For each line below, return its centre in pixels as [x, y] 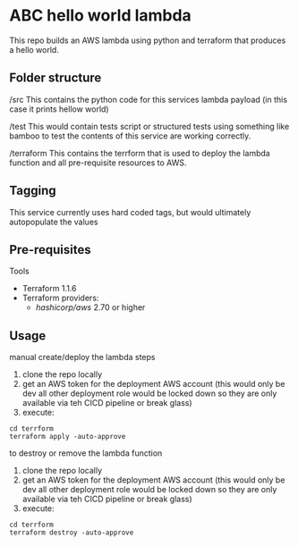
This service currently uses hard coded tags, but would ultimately [130, 212]
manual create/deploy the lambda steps [82, 357]
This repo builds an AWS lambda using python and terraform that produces [148, 40]
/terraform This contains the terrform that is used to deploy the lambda [140, 153]
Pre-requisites [50, 250]
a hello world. [34, 49]
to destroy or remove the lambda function [86, 453]
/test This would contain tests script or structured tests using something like [149, 126]
